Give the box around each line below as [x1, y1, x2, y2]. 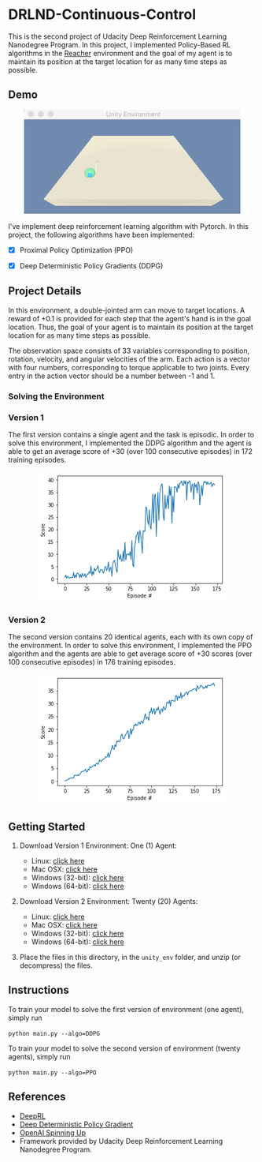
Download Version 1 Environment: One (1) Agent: [19, 841, 177, 850]
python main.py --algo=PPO [8, 1068, 97, 1077]
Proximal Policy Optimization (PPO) [19, 245, 134, 254]
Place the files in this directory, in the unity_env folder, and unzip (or [19, 953, 242, 962]
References [8, 1090, 66, 1104]
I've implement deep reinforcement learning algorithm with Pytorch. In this [8, 221, 249, 231]
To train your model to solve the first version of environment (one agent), [8, 1004, 244, 1014]
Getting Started [8, 819, 86, 834]
